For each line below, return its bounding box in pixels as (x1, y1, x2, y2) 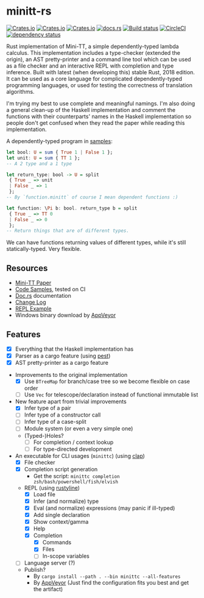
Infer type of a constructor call (24, 411, 101, 418)
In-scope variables (42, 552, 90, 560)
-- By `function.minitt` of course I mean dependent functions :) (6, 194, 178, 200)
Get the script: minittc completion (33, 472, 120, 479)
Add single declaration (33, 511, 90, 518)
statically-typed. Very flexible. (6, 245, 82, 253)
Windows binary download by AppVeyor (15, 312, 116, 319)
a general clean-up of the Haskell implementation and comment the (6, 106, 175, 113)
